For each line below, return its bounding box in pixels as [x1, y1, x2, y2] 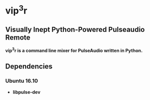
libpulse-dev [12, 89, 41, 95]
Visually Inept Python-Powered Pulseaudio [5, 25, 145, 34]
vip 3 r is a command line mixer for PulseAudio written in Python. [5, 47, 143, 53]
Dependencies [5, 62, 53, 71]
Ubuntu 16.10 [5, 77, 38, 84]
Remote [5, 33, 31, 42]
